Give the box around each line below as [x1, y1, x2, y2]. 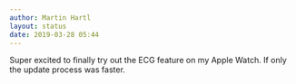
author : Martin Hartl [9, 13, 92, 23]
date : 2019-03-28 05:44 [9, 30, 100, 39]
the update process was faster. [9, 64, 125, 75]
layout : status [9, 22, 67, 31]
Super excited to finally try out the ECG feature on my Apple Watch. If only [9, 55, 288, 66]
